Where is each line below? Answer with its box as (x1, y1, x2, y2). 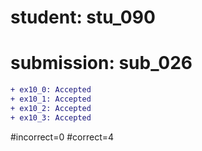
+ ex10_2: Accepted (10, 103, 92, 113)
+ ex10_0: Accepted (10, 85, 92, 95)
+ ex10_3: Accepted (10, 112, 92, 123)
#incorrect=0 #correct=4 (10, 131, 115, 143)
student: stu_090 (10, 6, 156, 29)
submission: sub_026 (10, 52, 193, 75)
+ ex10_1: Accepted (10, 94, 92, 104)
